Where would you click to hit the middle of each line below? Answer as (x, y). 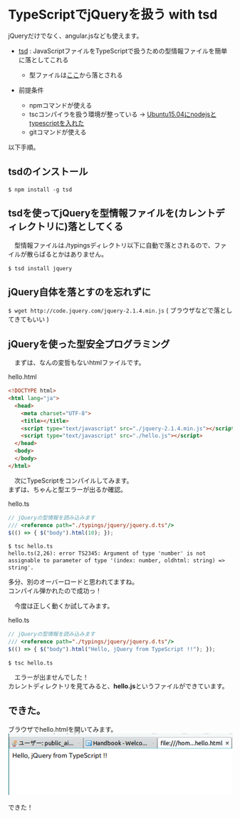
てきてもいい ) (28, 319)
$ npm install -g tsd (40, 190)
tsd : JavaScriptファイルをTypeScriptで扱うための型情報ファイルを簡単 (123, 51)
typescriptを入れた (57, 123)
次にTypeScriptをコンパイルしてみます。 (73, 480)
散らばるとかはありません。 (67, 254)
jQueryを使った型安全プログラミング (89, 344)
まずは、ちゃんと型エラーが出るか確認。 (67, 489)
